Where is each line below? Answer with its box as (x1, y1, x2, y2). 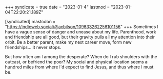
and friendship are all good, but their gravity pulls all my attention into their (5, 34, 155, 40)
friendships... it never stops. (5, 45, 61, 50)
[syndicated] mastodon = (5, 19, 56, 24)
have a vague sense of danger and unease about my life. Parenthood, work (5, 29, 156, 34)
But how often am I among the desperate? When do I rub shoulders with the (5, 54, 158, 60)
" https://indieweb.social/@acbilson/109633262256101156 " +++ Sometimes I (5, 24, 159, 30)
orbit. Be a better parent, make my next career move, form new (5, 39, 132, 45)
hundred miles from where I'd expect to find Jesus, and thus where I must (5, 64, 154, 70)
